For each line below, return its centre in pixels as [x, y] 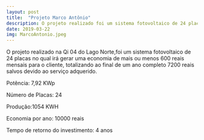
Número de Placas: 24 [34, 95]
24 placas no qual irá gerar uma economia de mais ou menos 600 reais [95, 58]
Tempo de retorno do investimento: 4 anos [59, 130]
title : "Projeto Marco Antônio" [49, 18]
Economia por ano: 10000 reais [45, 119]
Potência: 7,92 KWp [31, 83]
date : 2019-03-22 [28, 29]
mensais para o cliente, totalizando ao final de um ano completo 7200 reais [100, 65]
